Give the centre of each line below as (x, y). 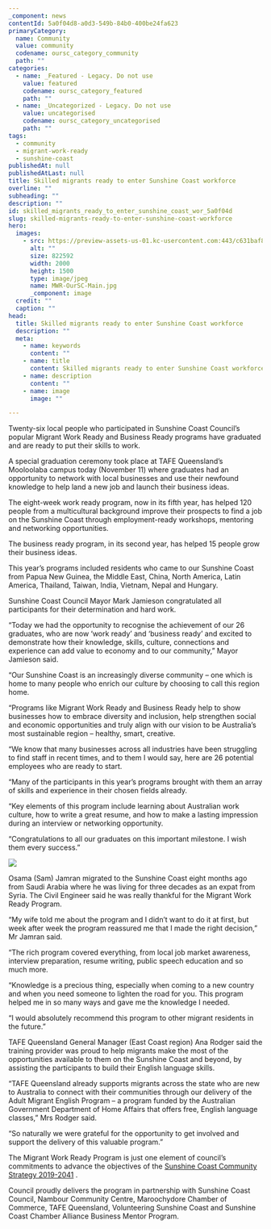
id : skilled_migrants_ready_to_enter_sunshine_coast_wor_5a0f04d (120, 211)
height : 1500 (52, 271)
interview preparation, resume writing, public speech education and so (126, 961)
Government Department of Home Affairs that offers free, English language (133, 1110)
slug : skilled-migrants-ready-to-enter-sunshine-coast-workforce (120, 219)
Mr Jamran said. (35, 937)
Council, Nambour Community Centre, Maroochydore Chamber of (118, 1199)
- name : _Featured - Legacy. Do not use (84, 76)
